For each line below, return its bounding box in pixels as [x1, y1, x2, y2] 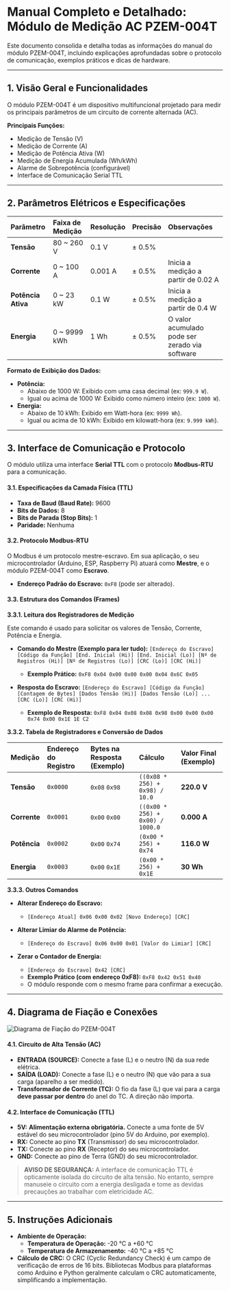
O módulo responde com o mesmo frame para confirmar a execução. [27, 980, 223, 988]
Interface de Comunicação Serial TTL [16, 171, 123, 179]
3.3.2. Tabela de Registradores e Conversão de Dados [7, 727, 164, 735]
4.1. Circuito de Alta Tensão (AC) [7, 1040, 101, 1049]
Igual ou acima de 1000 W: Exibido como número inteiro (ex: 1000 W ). [27, 394, 221, 402]
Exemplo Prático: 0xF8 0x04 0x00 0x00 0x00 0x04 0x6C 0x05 [27, 670, 199, 678]
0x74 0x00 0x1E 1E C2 [27, 716, 89, 722]
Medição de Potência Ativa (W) [16, 149, 105, 157]
